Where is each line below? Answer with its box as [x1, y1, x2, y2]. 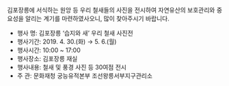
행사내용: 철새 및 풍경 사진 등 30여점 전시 [16, 63, 126, 71]
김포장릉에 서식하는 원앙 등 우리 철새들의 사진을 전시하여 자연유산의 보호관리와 [7, 6, 215, 14]
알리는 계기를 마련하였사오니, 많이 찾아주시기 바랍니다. [25, 14, 170, 23]
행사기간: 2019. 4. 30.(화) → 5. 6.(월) [16, 38, 117, 46]
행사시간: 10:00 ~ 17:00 [16, 46, 81, 54]
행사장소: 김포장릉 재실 [16, 55, 78, 63]
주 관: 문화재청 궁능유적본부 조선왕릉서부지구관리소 [16, 72, 152, 80]
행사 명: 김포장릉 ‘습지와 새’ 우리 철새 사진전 [16, 29, 133, 37]
